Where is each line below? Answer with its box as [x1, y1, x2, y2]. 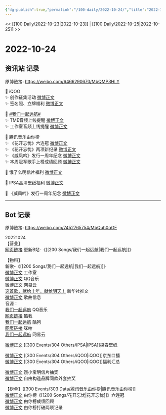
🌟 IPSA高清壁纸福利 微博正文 [5, 179, 64, 186]
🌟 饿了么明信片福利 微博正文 [5, 169, 63, 175]
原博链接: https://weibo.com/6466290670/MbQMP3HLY [5, 78, 120, 84]
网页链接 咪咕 [5, 325, 33, 331]
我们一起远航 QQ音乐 [5, 307, 48, 312]
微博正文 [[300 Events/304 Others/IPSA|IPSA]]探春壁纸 [5, 342, 118, 348]
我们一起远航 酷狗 [5, 319, 41, 325]
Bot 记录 [5, 211, 31, 219]
